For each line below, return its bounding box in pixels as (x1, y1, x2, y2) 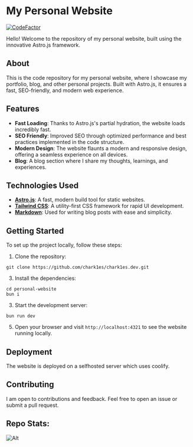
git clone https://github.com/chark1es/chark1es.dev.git (6, 265, 149, 270)
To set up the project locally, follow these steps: (6, 242, 123, 249)
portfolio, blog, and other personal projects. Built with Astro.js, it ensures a (6, 80, 187, 87)
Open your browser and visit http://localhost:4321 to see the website (14, 324, 187, 331)
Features (6, 104, 40, 114)
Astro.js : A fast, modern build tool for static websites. (14, 196, 146, 203)
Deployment (6, 347, 53, 357)
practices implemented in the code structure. (14, 138, 125, 145)
